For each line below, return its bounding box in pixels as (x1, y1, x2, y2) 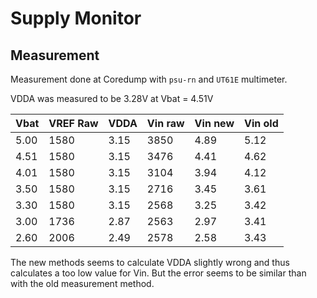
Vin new (194, 117, 235, 130)
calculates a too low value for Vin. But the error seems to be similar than (10, 267, 307, 279)
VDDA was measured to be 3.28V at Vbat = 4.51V (10, 93, 214, 104)
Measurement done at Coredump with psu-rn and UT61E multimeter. (10, 73, 288, 85)
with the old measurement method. (10, 278, 155, 289)
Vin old (244, 117, 279, 130)
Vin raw (146, 117, 185, 130)
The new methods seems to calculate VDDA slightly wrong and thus (10, 257, 290, 268)
